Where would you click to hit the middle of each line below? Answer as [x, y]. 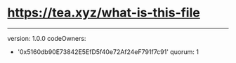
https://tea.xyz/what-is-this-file [104, 13]
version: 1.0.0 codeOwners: [47, 38]
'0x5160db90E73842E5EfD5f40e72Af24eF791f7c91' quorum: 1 [108, 52]
